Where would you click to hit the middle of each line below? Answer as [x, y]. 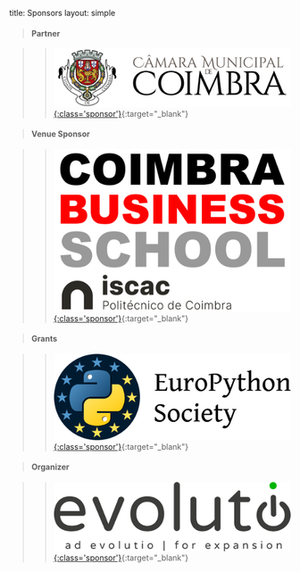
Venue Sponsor [61, 134]
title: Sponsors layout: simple [62, 13]
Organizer [50, 467]
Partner [46, 33]
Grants [44, 339]
